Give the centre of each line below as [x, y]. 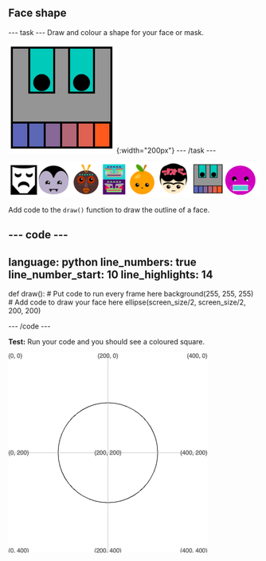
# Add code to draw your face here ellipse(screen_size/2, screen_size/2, [127, 302]
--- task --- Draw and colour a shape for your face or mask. [106, 32]
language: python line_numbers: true [102, 262]
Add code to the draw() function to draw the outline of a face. [109, 209]
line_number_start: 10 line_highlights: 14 [111, 275]
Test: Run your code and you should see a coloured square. [107, 342]
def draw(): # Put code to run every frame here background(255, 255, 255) [131, 294]
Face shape [37, 13]
